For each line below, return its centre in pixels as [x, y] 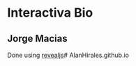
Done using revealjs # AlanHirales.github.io [68, 55]
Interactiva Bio [50, 13]
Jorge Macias [37, 39]
